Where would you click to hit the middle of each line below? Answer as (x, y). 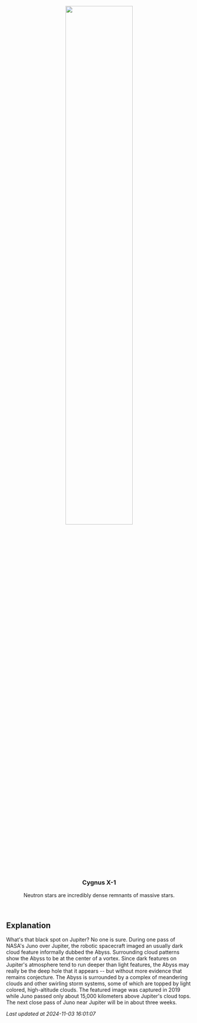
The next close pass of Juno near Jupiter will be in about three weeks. (91, 1002)
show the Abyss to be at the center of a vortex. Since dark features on (91, 959)
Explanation (29, 925)
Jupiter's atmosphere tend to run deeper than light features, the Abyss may (98, 965)
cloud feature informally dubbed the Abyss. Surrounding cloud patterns (93, 952)
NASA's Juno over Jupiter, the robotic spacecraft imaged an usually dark (95, 946)
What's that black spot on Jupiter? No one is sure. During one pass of (91, 940)
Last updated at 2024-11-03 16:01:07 (51, 1014)
